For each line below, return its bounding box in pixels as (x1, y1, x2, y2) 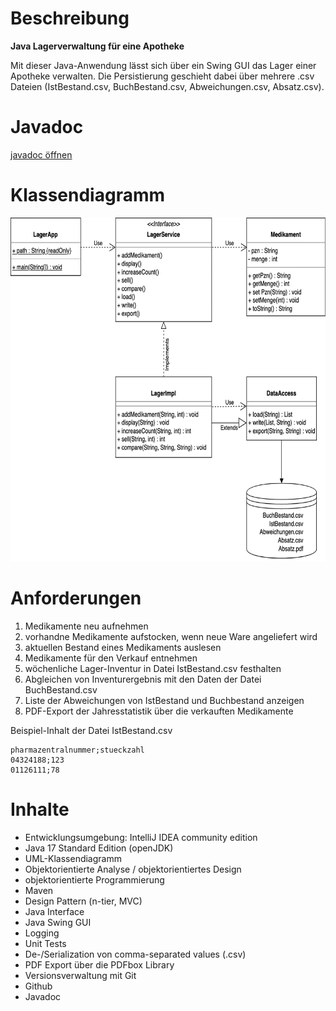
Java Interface (24, 905, 85, 917)
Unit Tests (24, 937, 67, 949)
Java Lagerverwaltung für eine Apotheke (10, 40, 185, 52)
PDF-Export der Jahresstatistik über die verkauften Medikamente (24, 705, 294, 717)
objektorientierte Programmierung (24, 873, 165, 886)
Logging (24, 927, 60, 939)
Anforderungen (10, 587, 142, 609)
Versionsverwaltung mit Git (24, 969, 137, 981)
